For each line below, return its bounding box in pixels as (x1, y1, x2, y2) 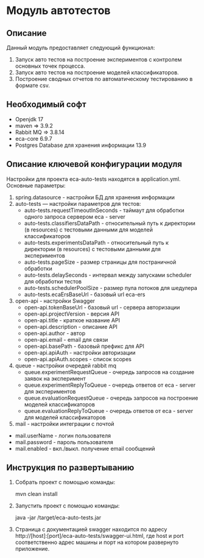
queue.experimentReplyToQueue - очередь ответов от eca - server (24, 381, 196, 389)
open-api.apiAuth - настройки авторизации (24, 348, 136, 356)
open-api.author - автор (24, 330, 86, 337)
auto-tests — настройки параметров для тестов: (15, 200, 141, 207)
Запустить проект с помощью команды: (15, 502, 120, 509)
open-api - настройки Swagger (15, 297, 96, 305)
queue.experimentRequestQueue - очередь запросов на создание (24, 368, 195, 375)
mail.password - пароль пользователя (15, 438, 114, 445)
